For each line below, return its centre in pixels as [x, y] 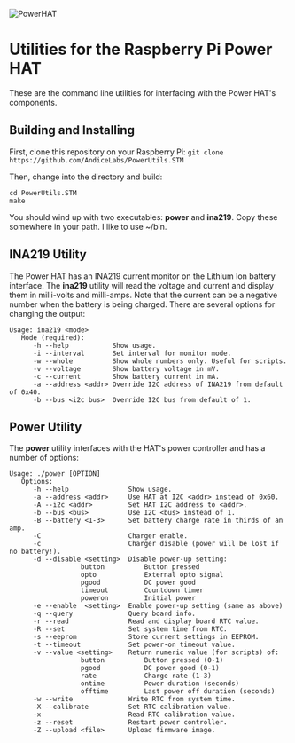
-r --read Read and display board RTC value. [146, 621]
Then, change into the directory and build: [86, 177]
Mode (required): [53, 337]
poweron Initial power [138, 598]
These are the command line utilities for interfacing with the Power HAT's [143, 92]
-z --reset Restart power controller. [130, 723]
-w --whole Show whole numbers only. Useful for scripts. [160, 361]
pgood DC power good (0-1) [150, 668]
